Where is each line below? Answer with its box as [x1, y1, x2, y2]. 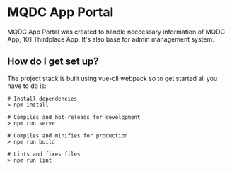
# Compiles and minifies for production [7, 132, 129, 139]
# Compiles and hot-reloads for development [7, 113, 141, 120]
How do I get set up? [7, 56, 99, 68]
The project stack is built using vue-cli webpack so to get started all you [7, 74, 218, 82]
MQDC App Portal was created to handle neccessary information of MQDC [7, 27, 225, 36]
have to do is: [7, 82, 47, 90]
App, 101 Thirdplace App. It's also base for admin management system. [7, 34, 214, 43]
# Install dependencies [7, 95, 78, 102]
